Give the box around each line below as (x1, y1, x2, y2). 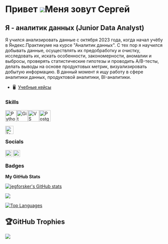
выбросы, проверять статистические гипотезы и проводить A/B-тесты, (5, 58, 159, 64)
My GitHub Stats (5, 173, 41, 179)
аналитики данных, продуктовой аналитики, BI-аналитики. (5, 74, 131, 80)
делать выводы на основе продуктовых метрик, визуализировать (5, 64, 147, 69)
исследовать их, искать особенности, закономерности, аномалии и (5, 53, 152, 59)
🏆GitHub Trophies (5, 217, 65, 226)
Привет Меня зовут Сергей (5, 4, 130, 15)
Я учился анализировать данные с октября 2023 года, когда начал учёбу (5, 37, 163, 43)
